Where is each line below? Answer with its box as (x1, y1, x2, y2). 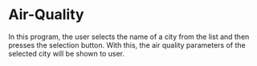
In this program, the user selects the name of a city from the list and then (8, 32, 250, 41)
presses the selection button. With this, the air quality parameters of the (8, 40, 247, 49)
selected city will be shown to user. (8, 49, 125, 58)
